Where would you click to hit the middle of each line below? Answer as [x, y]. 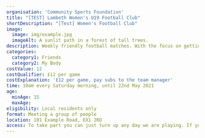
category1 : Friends [37, 57]
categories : [21, 52]
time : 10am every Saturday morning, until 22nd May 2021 [80, 86]
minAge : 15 [26, 97]
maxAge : [22, 103]
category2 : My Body [37, 63]
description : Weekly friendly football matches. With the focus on [94, 46]
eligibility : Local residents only [52, 108]
